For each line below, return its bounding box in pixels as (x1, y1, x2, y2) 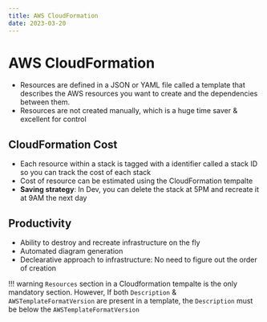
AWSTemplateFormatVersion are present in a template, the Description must (8, 296, 253, 306)
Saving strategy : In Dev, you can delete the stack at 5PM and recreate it (19, 185, 259, 194)
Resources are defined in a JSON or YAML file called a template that (19, 80, 246, 90)
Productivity (8, 216, 72, 230)
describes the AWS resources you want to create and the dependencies (19, 89, 258, 99)
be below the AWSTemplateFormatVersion (8, 304, 140, 314)
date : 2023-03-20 (8, 19, 67, 27)
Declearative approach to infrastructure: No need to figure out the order (19, 255, 258, 265)
